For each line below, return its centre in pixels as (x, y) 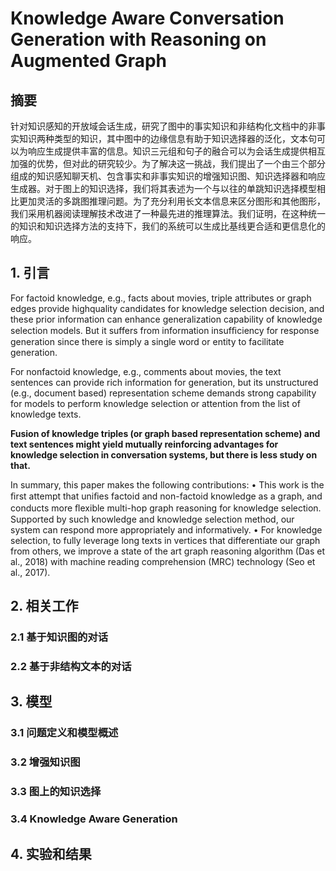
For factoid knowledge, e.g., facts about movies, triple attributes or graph (161, 298)
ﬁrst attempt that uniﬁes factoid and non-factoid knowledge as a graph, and (166, 496)
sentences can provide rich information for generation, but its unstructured (164, 382)
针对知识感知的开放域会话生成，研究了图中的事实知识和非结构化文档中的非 (163, 126)
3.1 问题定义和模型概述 (64, 733)
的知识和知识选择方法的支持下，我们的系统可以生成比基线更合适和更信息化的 (168, 226)
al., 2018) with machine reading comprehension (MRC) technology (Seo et (163, 561)
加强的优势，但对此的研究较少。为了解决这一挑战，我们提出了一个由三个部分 (168, 163)
